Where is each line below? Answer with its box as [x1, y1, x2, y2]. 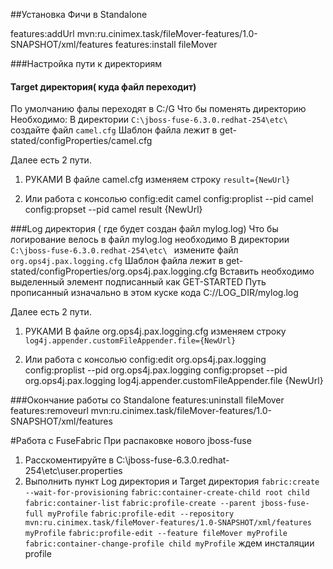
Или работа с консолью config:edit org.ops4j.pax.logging [24, 354, 267, 366]
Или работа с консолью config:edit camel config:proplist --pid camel [24, 193, 314, 205]
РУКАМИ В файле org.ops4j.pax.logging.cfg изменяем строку [24, 325, 287, 338]
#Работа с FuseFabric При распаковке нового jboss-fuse [10, 435, 252, 447]
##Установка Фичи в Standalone [10, 9, 148, 20]
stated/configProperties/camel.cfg [10, 135, 153, 147]
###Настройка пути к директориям [10, 58, 163, 69]
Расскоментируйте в [24, 454, 115, 466]
